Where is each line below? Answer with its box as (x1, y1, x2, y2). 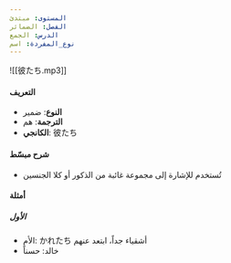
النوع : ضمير (22, 107, 62, 118)
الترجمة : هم (22, 116, 63, 128)
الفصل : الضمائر (9, 22, 68, 31)
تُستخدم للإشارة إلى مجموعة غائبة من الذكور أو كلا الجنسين (22, 169, 222, 180)
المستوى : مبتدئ (9, 13, 68, 23)
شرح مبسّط (9, 149, 50, 160)
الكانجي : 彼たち (22, 127, 78, 138)
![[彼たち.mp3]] (9, 65, 67, 76)
